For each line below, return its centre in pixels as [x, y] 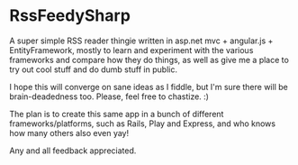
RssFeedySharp [70, 16]
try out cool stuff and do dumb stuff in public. [94, 69]
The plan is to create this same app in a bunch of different [117, 114]
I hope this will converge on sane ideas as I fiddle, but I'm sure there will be [149, 87]
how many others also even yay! [69, 133]
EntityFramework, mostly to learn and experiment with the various [131, 50]
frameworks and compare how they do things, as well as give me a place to [149, 60]
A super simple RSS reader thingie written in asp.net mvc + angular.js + [141, 41]
